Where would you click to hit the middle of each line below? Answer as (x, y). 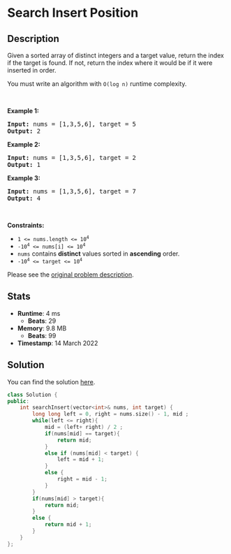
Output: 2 (24, 131)
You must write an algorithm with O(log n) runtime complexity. (97, 84)
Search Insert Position (73, 13)
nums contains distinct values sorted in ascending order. (98, 254)
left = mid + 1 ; (81, 460)
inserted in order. (32, 70)
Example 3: (24, 178)
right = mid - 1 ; (82, 479)
